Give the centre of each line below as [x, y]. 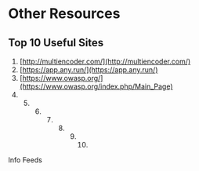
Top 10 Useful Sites [56, 43]
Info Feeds [25, 160]
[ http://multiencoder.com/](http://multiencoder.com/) [105, 61]
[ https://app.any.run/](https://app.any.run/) [89, 70]
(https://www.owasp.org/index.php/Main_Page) [96, 86]
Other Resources [64, 14]
